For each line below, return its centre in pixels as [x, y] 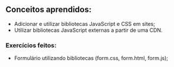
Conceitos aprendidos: [49, 10]
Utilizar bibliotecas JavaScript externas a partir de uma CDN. [88, 30]
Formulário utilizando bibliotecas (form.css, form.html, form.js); [91, 58]
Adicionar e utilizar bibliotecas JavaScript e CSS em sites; [84, 24]
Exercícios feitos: [31, 45]
